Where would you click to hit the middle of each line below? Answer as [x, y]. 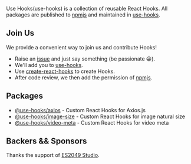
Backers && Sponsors [47, 141]
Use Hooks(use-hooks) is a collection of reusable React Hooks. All [87, 9]
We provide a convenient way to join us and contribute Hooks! [82, 47]
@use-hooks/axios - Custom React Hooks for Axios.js [80, 110]
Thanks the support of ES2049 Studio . [53, 155]
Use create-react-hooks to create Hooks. [65, 71]
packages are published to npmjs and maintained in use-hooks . [83, 15]
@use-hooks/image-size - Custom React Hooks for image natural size [100, 116]
